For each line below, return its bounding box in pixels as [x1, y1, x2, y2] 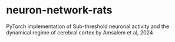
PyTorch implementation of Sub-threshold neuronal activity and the [6, 23, 170, 30]
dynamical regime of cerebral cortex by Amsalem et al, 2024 [6, 29, 153, 36]
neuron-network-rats [6, 3, 113, 17]
